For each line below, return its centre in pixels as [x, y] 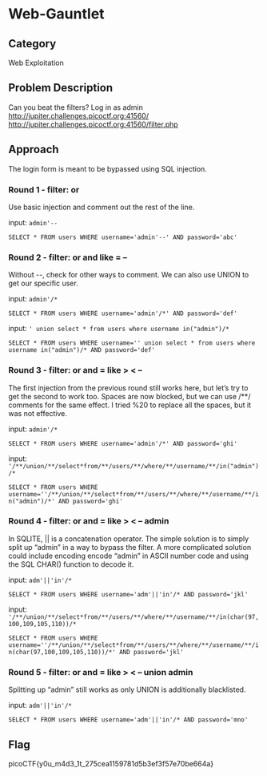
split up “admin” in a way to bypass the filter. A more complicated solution [130, 547]
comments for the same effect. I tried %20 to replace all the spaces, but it [130, 405]
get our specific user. [43, 283]
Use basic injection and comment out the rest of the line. [102, 207]
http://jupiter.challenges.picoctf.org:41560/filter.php [93, 124]
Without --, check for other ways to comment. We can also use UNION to [129, 275]
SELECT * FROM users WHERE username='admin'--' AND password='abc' [123, 237]
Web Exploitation [36, 63]
